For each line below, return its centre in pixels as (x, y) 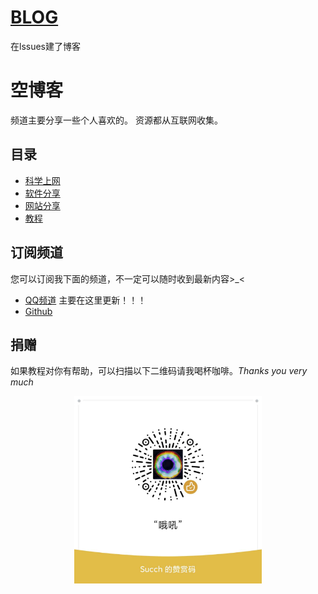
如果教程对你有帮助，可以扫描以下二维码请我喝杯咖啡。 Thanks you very (159, 371)
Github (38, 311)
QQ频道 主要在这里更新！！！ (85, 300)
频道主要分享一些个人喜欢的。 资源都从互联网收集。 (116, 120)
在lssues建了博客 (45, 46)
